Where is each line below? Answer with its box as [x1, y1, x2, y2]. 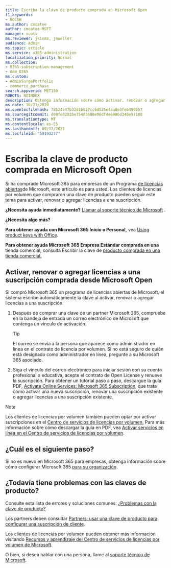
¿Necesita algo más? [5, 217, 51, 223]
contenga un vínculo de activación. [12, 321, 87, 327]
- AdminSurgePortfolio [5, 79, 54, 84]
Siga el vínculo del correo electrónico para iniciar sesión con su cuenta [12, 367, 162, 373]
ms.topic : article [5, 45, 44, 51]
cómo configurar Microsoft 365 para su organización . [5, 463, 118, 470]
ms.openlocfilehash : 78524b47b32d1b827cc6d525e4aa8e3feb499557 [5, 107, 143, 112]
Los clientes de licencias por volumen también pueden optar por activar [5, 414, 157, 420]
